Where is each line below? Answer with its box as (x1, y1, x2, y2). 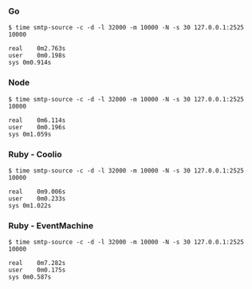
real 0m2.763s (8, 45, 66, 53)
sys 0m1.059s (8, 130, 52, 138)
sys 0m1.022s (8, 201, 52, 209)
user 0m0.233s (8, 194, 66, 203)
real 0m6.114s (8, 116, 66, 125)
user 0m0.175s (8, 266, 66, 275)
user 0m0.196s (8, 123, 66, 131)
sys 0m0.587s (8, 273, 52, 281)
